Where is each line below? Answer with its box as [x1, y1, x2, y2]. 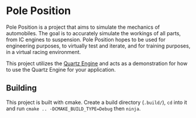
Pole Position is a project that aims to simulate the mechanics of [6, 23, 160, 31]
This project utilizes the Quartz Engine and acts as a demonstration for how [6, 60, 188, 67]
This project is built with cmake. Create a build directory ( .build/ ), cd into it [6, 99, 187, 106]
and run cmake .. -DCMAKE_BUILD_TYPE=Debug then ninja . [6, 104, 141, 112]
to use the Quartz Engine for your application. [6, 66, 116, 73]
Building [6, 83, 37, 93]
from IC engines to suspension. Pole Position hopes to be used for [6, 36, 166, 43]
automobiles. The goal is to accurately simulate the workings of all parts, [6, 29, 181, 36]
